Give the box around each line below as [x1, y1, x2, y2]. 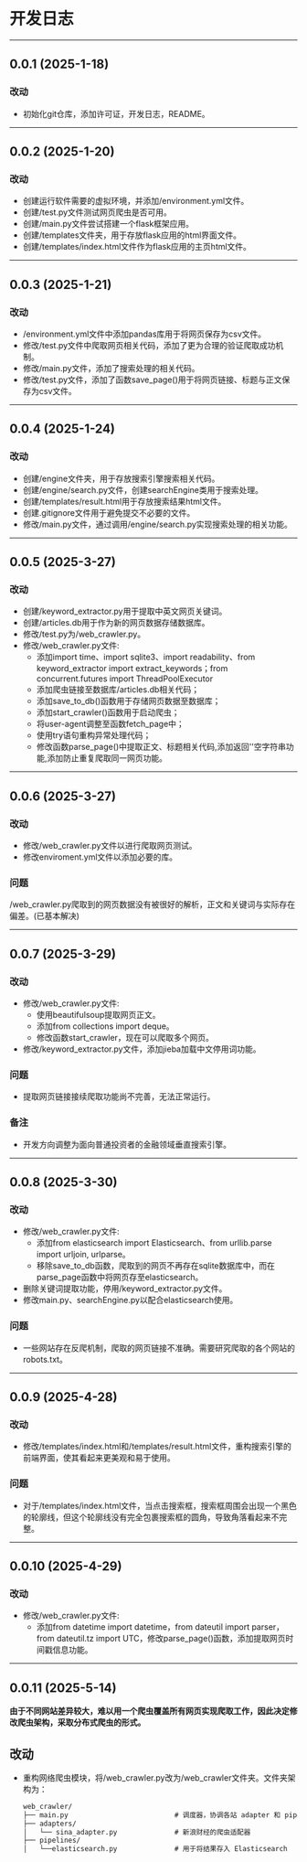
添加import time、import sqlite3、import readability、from [36, 651, 256, 663]
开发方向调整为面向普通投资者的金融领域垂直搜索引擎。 [22, 1139, 231, 1150]
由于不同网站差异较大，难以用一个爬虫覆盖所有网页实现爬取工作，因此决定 [9, 1706, 290, 1717]
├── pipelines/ [22, 1835, 81, 1846]
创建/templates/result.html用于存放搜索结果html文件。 [22, 496, 227, 507]
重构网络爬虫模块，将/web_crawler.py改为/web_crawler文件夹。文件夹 [22, 1771, 288, 1783]
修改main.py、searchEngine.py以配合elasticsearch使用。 [22, 1295, 238, 1306]
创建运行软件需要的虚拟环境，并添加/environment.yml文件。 [22, 196, 249, 207]
